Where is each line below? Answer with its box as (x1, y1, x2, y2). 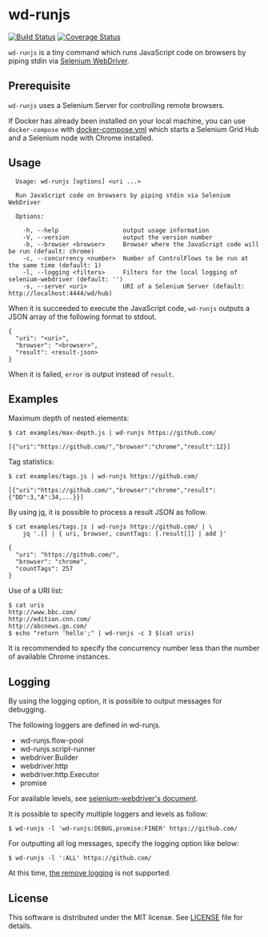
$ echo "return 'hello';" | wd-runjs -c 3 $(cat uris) (8, 629, 195, 637)
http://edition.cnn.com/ (8, 616, 91, 624)
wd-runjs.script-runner (19, 744, 96, 754)
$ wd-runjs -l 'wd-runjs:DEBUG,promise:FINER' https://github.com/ (8, 825, 238, 833)
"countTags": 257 (15, 565, 74, 573)
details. (8, 921, 33, 931)
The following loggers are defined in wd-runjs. (8, 720, 162, 730)
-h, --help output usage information (22, 226, 210, 234)
